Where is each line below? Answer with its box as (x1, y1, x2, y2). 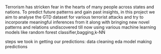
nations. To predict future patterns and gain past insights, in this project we (5, 9, 155, 15)
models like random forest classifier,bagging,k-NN (5, 30, 106, 35)
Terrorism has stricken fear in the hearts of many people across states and (5, 4, 154, 10)
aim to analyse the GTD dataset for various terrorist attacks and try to (5, 14, 144, 20)
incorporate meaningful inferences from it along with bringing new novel (5, 19, 149, 25)
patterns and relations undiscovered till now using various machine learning (5, 24, 156, 30)
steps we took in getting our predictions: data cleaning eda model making (5, 39, 152, 44)
